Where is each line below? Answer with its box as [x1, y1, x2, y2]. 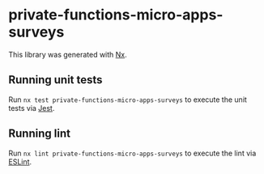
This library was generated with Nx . [8, 49, 127, 59]
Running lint [8, 127, 71, 141]
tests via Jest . [8, 103, 55, 112]
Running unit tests [8, 73, 103, 87]
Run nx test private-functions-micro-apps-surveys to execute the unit [8, 95, 247, 104]
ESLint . [8, 156, 32, 167]
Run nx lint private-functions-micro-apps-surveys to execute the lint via [8, 148, 257, 158]
